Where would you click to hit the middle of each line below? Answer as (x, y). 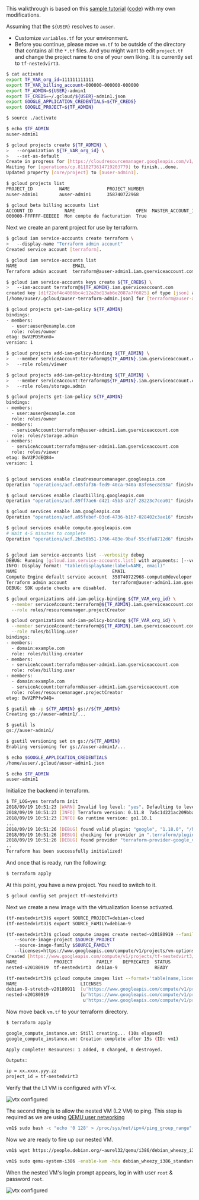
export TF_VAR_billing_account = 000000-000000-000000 (73, 85)
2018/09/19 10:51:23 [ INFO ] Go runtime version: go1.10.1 (79, 818)
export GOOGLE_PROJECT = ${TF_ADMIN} (50, 107)
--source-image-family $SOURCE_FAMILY (62, 945)
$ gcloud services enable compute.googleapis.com (69, 528)
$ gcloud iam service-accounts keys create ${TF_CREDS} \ (79, 282)
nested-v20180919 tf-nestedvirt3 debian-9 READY (87, 967)
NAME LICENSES (54, 984)
